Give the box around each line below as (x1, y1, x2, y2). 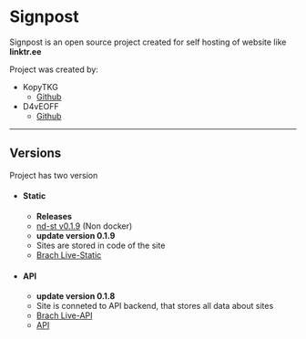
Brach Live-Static (36, 249, 102, 261)
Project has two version (9, 169, 98, 180)
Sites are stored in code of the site (36, 240, 166, 251)
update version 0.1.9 (36, 230, 116, 241)
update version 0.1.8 (36, 291, 116, 302)
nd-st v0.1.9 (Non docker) (36, 221, 133, 231)
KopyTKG (22, 81, 59, 92)
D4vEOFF (22, 100, 59, 111)
